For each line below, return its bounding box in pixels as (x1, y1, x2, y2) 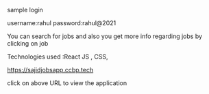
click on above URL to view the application (7, 79, 127, 87)
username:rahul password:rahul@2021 (7, 19, 116, 27)
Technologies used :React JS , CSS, (7, 52, 108, 61)
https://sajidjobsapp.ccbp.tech (7, 66, 94, 74)
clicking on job (7, 40, 49, 47)
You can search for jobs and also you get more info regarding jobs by (7, 32, 203, 40)
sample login (7, 6, 43, 14)
